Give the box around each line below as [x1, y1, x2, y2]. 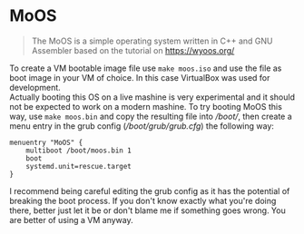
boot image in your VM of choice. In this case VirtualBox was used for [9, 72, 270, 83]
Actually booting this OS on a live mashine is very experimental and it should [9, 92, 295, 102]
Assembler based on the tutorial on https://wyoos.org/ [31, 44, 235, 55]
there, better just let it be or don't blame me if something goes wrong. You [9, 205, 286, 216]
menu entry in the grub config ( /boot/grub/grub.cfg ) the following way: [9, 120, 275, 132]
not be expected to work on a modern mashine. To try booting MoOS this [9, 101, 283, 112]
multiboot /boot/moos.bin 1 [25, 146, 132, 155]
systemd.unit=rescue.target [25, 161, 132, 171]
